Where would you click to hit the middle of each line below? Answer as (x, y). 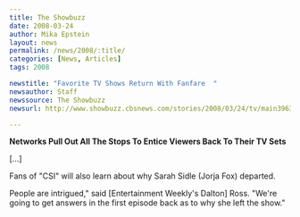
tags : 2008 (29, 68)
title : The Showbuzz (48, 17)
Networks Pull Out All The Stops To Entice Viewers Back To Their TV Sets (148, 142)
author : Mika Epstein (50, 34)
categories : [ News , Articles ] (66, 59)
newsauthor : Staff (43, 92)
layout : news (33, 42)
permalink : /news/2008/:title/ (67, 51)
